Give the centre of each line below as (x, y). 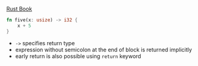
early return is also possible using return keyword (78, 56)
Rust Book (19, 9)
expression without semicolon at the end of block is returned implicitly (104, 50)
